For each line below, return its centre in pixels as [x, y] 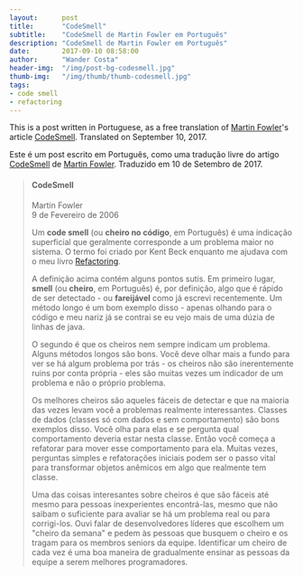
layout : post [44, 18]
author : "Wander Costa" [64, 60]
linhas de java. [58, 326]
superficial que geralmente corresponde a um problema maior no [152, 241]
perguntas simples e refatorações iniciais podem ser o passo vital [153, 458]
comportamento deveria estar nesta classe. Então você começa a [153, 439]
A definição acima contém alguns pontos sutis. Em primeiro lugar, [153, 279]
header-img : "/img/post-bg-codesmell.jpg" [92, 69]
